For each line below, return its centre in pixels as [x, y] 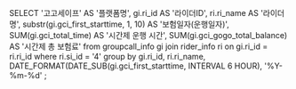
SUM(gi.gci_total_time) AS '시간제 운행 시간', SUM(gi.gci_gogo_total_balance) [148, 35]
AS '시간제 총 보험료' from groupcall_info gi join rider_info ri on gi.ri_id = [139, 46]
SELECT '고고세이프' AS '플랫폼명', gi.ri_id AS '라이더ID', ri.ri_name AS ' [136, 13]
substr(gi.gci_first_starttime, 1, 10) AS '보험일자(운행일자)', [125, 24]
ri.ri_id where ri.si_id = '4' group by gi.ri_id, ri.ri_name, [108, 57]
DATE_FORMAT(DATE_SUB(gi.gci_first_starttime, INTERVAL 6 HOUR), [136, 66]
